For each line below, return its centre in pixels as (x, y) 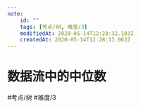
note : (15, 14)
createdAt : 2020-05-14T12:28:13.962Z (75, 40)
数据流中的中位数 (57, 77)
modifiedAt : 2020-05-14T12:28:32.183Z (77, 33)
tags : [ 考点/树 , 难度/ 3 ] (54, 27)
